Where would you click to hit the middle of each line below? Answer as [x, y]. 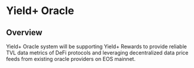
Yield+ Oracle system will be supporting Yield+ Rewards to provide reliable [96, 46]
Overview [24, 33]
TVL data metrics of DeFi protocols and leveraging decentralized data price [97, 53]
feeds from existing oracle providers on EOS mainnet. [71, 59]
